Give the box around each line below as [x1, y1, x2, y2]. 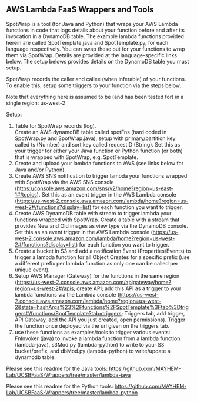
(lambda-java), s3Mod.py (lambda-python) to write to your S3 [14, 341, 165, 348]
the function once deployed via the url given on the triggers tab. [14, 322, 169, 329]
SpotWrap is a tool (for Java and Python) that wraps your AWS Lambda [6, 20, 178, 27]
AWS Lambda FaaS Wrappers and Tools [6, 5, 154, 15]
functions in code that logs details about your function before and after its [6, 26, 185, 34]
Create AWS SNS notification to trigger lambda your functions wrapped [14, 172, 188, 179]
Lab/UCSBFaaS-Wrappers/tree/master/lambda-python [6, 388, 138, 396]
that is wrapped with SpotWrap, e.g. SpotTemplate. [14, 153, 138, 161]
